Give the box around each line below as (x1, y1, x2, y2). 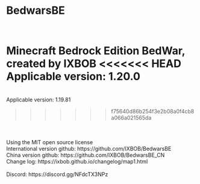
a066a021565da (111, 114, 152, 121)
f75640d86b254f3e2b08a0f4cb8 (111, 108, 195, 115)
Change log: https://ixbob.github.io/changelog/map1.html (6, 158, 148, 165)
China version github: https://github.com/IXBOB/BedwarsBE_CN (6, 151, 165, 159)
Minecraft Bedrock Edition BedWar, (6, 44, 186, 58)
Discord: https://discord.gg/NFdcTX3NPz (6, 171, 108, 178)
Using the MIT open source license (6, 139, 93, 146)
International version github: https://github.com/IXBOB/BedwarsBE (6, 145, 172, 153)
